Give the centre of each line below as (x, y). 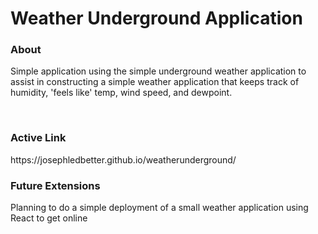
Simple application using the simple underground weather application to (158, 71)
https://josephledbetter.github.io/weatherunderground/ (123, 159)
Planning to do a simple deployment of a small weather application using (159, 208)
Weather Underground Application (156, 18)
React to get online (49, 218)
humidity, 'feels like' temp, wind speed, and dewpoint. (121, 93)
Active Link (38, 138)
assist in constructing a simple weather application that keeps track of (155, 82)
